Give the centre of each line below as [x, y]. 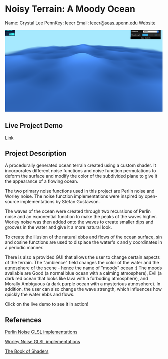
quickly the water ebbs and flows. [40, 295]
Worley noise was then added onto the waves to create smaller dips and [79, 222]
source [12, 202]
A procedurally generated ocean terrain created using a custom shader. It [81, 165]
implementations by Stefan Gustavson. [60, 202]
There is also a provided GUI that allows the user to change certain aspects [83, 257]
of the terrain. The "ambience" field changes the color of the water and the [82, 263]
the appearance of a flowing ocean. [42, 181]
